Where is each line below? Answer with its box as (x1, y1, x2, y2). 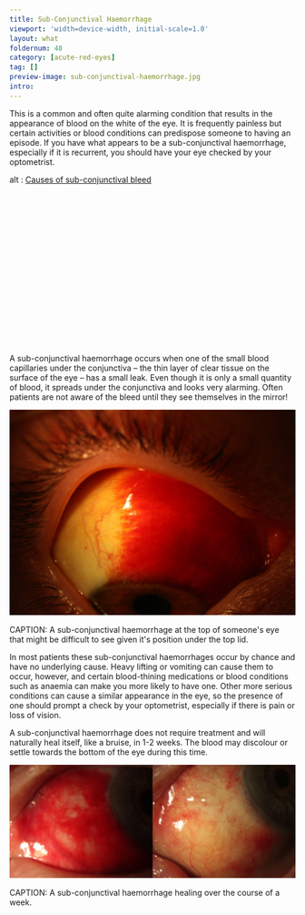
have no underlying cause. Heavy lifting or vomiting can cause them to (9, 661, 274, 672)
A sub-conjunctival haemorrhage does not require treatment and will (9, 727, 266, 737)
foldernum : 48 (9, 44, 64, 53)
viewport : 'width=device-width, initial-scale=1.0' (9, 24, 209, 34)
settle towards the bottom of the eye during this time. (9, 747, 209, 757)
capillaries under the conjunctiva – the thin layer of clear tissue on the (9, 362, 270, 373)
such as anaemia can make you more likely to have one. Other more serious (9, 680, 293, 691)
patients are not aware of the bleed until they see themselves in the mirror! (9, 391, 289, 402)
